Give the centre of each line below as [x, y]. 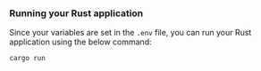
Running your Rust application [76, 13]
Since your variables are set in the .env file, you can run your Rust [130, 33]
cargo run [28, 59]
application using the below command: [80, 42]
